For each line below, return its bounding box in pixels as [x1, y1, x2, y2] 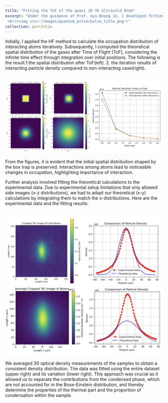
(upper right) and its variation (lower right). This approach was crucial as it [5, 371, 158, 377]
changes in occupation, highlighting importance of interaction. [5, 169, 133, 175]
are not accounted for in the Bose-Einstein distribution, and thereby [5, 382, 144, 387]
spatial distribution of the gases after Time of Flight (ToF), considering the [5, 49, 157, 55]
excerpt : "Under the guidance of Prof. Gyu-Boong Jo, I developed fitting [5, 13, 164, 19]
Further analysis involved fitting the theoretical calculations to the [5, 179, 140, 185]
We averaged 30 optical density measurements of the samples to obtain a [5, 360, 157, 366]
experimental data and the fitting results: [5, 200, 89, 206]
